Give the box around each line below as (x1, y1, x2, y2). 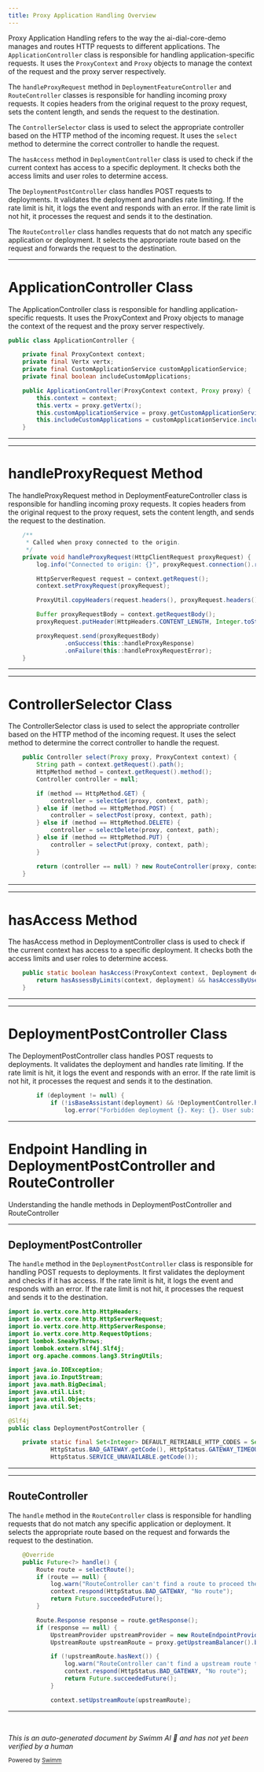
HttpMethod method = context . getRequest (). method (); (36, 768, 213, 776)
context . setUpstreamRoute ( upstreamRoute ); (49, 1696, 192, 1704)
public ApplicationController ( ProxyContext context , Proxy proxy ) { (22, 387, 251, 395)
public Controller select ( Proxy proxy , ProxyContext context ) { (22, 753, 237, 761)
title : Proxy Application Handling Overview (8, 11, 156, 20)
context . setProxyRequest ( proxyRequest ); (36, 582, 170, 590)
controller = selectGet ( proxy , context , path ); (49, 797, 210, 804)
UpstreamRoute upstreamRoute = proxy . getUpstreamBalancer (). (49, 1638, 255, 1647)
